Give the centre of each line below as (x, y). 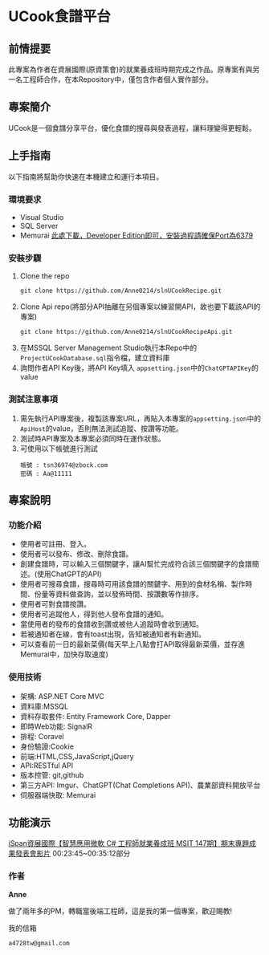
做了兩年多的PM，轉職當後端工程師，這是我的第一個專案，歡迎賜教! (120, 911)
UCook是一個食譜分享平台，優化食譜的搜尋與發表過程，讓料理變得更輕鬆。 (132, 128)
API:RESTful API (47, 765)
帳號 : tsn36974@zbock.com (64, 465)
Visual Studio (42, 217)
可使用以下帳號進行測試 (59, 448)
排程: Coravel (42, 736)
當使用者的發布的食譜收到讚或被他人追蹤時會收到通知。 (111, 624)
